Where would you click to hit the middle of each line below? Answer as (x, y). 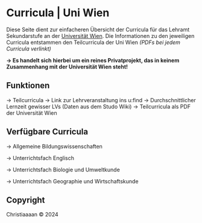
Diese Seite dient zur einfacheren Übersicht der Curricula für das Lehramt (98, 29)
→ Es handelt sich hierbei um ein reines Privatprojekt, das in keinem (93, 60)
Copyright (26, 200)
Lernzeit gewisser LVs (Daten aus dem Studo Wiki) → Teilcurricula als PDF (99, 106)
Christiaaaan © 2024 (32, 215)
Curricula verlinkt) (29, 49)
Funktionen (28, 86)
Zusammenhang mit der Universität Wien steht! (67, 67)
